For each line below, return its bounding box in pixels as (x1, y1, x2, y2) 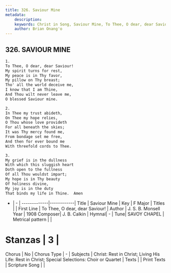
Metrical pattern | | (12, 216, 52, 222)
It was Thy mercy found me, (5, 129, 65, 135)
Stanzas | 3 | (5, 234, 60, 245)
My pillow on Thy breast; (5, 77, 60, 83)
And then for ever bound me (5, 139, 65, 144)
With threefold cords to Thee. (5, 144, 72, 149)
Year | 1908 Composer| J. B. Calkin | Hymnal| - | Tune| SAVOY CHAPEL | (12, 211, 164, 217)
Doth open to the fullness (5, 167, 63, 172)
